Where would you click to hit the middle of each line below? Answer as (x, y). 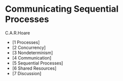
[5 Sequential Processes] (37, 63)
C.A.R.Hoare (18, 33)
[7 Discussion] (27, 73)
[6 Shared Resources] (34, 68)
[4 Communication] (32, 58)
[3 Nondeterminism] (32, 53)
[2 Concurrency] (29, 47)
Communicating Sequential (62, 9)
